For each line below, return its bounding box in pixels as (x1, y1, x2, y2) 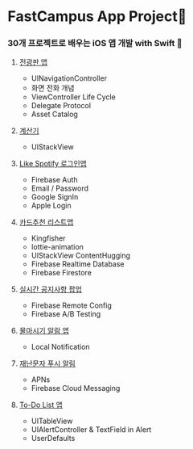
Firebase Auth (31, 175, 78, 185)
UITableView (31, 416, 73, 426)
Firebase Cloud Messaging (31, 384, 121, 393)
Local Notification (31, 342, 90, 352)
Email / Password (31, 183, 89, 193)
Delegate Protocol (31, 101, 92, 111)
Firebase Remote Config (31, 300, 112, 310)
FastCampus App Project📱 (7, 7, 187, 26)
